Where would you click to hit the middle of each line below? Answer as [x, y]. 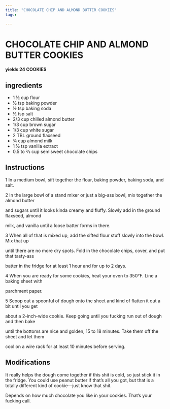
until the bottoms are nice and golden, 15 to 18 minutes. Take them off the [82, 331]
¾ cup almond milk [32, 141]
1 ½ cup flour [26, 98]
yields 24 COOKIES [26, 70]
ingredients [24, 85]
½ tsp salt [23, 114]
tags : [11, 15]
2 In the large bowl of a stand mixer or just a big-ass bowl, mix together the [84, 195]
